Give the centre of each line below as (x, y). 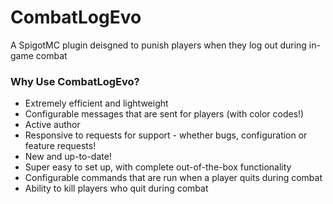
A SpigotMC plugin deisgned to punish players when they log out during (158, 45)
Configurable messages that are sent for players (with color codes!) (164, 114)
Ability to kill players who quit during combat (116, 188)
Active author (52, 125)
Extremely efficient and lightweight (96, 103)
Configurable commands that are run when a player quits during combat (173, 178)
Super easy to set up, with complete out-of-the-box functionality (158, 167)
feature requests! (60, 146)
